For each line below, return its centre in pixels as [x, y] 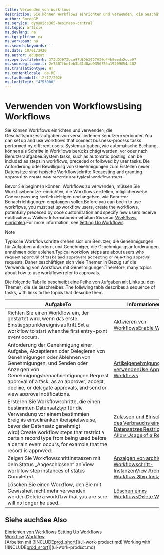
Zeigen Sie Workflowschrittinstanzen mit [54, 458]
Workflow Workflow [25, 537]
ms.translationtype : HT [29, 69]
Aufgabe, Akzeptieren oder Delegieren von [56, 351]
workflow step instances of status [46, 470]
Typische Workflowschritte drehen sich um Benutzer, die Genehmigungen [79, 241]
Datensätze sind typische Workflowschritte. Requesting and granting [74, 172]
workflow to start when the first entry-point [57, 331]
